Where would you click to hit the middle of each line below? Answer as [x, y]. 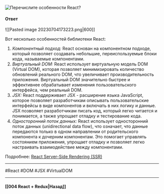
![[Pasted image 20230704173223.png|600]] [50, 30]
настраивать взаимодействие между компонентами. [68, 147]
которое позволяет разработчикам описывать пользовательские [80, 101]
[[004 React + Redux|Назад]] [36, 186]
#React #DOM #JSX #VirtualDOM [39, 171]
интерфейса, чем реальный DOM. [47, 90]
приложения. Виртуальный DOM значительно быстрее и [71, 80]
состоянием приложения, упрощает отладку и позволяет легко [78, 142]
